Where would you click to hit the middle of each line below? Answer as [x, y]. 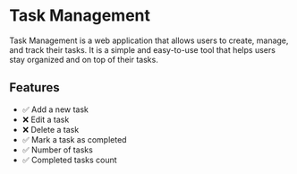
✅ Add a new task [55, 109]
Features [34, 87]
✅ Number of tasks [58, 150]
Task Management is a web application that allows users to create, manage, [149, 40]
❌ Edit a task [46, 119]
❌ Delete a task [51, 129]
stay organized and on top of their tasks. [84, 59]
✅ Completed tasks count [70, 160]
